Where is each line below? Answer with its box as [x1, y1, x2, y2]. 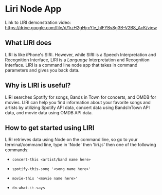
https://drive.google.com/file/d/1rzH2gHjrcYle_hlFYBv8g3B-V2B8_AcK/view [5, 24, 157, 30]
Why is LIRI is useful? [5, 81, 71, 89]
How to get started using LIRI [5, 124, 95, 132]
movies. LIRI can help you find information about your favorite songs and [5, 99, 151, 105]
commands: [5, 147, 29, 153]
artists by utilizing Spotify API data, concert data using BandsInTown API [5, 105, 150, 110]
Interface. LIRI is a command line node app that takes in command [5, 62, 138, 68]
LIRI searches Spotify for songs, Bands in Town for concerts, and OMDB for [5, 94, 157, 100]
